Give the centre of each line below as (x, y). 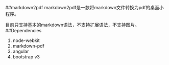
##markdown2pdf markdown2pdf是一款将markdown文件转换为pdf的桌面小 (85, 7)
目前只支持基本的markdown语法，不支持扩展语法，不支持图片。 (72, 25)
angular (21, 51)
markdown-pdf (28, 46)
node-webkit (26, 40)
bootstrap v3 (26, 57)
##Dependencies (23, 30)
